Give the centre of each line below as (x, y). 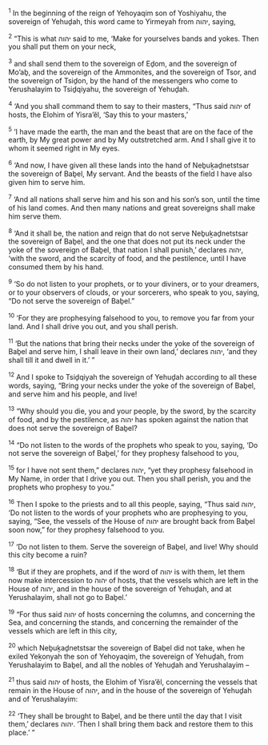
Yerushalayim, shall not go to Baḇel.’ (68, 597)
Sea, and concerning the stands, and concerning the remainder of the (123, 622)
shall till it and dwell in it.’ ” (52, 360)
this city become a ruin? (48, 555)
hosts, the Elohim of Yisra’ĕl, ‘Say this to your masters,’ (98, 115)
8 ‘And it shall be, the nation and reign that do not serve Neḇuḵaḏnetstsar (128, 232)
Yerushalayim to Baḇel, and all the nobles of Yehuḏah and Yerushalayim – (129, 665)
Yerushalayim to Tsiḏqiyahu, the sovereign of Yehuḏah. (99, 89)
